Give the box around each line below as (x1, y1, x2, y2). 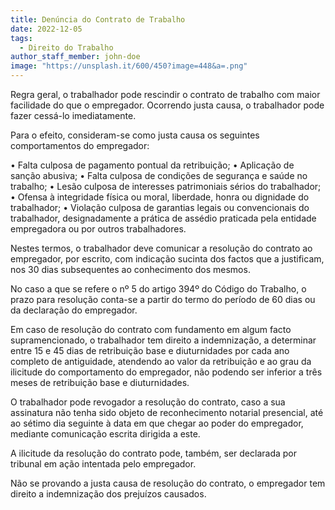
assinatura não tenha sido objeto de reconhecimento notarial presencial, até (10, 407, 324, 418)
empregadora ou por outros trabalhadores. (10, 223, 187, 235)
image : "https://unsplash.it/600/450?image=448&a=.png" (10, 61, 248, 71)
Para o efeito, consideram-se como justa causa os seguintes (10, 129, 260, 141)
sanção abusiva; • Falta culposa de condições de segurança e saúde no (10, 170, 308, 181)
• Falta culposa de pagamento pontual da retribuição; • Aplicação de (10, 159, 295, 171)
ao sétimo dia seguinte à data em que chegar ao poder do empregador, (10, 417, 304, 429)
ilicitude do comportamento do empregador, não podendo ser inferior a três (10, 366, 323, 378)
